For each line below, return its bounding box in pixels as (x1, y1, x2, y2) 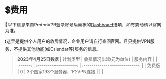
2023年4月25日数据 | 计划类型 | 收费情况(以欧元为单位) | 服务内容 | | (17, 56, 157, 62)
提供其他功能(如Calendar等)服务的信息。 (18, 46, 101, 52)
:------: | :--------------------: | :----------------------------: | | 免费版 (17, 62, 160, 68)
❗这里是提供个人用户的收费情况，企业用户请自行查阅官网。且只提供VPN (5, 38, 150, 44)
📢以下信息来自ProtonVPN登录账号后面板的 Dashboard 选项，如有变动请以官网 (5, 22, 162, 27)
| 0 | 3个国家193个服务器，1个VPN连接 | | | (17, 68, 104, 74)
